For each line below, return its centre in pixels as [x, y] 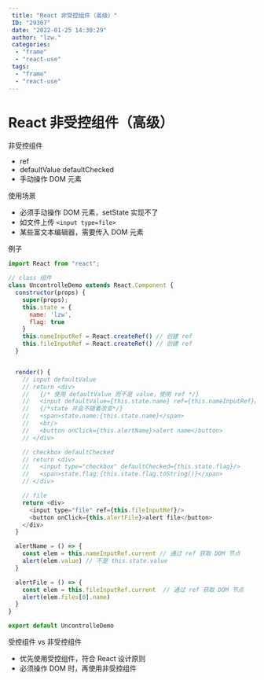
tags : [20, 67]
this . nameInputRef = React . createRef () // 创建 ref [107, 336]
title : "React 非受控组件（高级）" [64, 15]
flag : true [47, 322]
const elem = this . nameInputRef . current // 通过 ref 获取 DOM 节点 [132, 554]
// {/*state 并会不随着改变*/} [73, 409]
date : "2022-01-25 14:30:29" [59, 30]
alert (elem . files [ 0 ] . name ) [66, 597]
